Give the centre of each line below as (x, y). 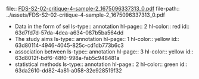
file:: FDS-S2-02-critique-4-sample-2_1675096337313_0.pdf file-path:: (93, 9)
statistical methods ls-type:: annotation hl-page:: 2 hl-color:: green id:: (101, 64)
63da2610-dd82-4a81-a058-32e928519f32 (68, 70)
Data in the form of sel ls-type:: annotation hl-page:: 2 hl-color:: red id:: (102, 26)
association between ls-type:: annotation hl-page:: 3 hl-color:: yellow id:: (104, 52)
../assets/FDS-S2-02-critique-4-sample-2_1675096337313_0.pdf (86, 15)
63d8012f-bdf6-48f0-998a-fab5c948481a (67, 58)
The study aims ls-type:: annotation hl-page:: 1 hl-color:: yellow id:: (97, 39)
